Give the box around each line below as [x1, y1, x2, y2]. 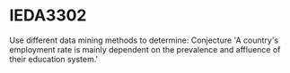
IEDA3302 [9, 5, 87, 26]
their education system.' [9, 53, 99, 64]
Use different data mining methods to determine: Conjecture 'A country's [9, 35, 279, 45]
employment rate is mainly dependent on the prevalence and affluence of [9, 44, 281, 54]
